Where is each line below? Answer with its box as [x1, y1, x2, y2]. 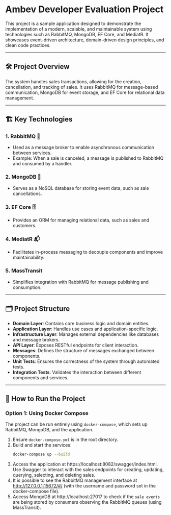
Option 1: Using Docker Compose [5, 409, 89, 416]
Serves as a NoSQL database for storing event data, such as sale [12, 185, 149, 191]
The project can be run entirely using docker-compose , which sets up [5, 421, 148, 427]
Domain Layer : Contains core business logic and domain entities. [12, 321, 150, 327]
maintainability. [12, 254, 45, 261]
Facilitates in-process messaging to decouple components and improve [12, 249, 163, 255]
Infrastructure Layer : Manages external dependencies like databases [12, 331, 159, 337]
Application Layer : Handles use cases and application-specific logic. [12, 326, 158, 332]
